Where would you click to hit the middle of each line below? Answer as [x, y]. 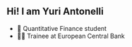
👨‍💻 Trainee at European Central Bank [71, 36]
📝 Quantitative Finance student [62, 28]
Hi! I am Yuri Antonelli [55, 12]
